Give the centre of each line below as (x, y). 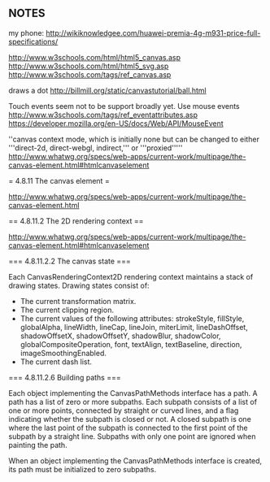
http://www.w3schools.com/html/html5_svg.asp (89, 66)
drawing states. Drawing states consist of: (79, 285)
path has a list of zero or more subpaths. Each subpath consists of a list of (133, 402)
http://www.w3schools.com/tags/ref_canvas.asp (90, 74)
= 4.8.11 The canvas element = (59, 180)
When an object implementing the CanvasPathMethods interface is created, (135, 460)
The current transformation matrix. (78, 301)
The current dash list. (56, 362)
